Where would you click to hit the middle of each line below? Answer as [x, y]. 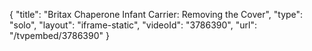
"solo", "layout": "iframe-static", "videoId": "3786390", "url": [133, 25]
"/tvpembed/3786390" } [59, 35]
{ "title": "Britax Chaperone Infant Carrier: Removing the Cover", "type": [156, 14]
